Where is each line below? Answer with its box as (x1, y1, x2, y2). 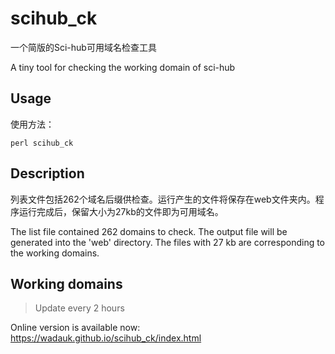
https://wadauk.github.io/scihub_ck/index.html (10, 332, 202, 344)
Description (10, 165, 85, 182)
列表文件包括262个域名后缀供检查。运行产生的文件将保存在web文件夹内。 (10, 193, 316, 205)
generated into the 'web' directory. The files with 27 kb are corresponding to (10, 236, 326, 248)
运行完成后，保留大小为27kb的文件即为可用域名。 (18, 205, 224, 217)
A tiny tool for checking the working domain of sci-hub (10, 61, 236, 73)
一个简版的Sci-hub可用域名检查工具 (10, 41, 157, 53)
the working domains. (10, 247, 100, 259)
